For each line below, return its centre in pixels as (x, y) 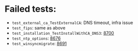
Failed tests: (31, 9)
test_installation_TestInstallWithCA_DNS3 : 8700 (63, 33)
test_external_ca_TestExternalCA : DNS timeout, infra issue (72, 23)
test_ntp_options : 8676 (36, 38)
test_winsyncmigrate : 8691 (39, 43)
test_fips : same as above (38, 27)
